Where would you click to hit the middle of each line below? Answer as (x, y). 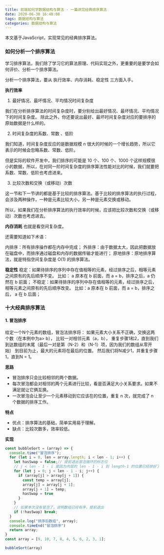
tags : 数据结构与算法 (24, 19)
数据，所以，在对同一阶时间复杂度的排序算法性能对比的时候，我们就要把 (86, 166)
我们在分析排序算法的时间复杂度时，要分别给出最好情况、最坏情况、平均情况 (82, 111)
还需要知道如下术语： (26, 236)
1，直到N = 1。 (20, 357)
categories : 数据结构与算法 (31, 23)
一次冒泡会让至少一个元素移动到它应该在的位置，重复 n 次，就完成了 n (83, 396)
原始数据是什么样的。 (26, 123)
